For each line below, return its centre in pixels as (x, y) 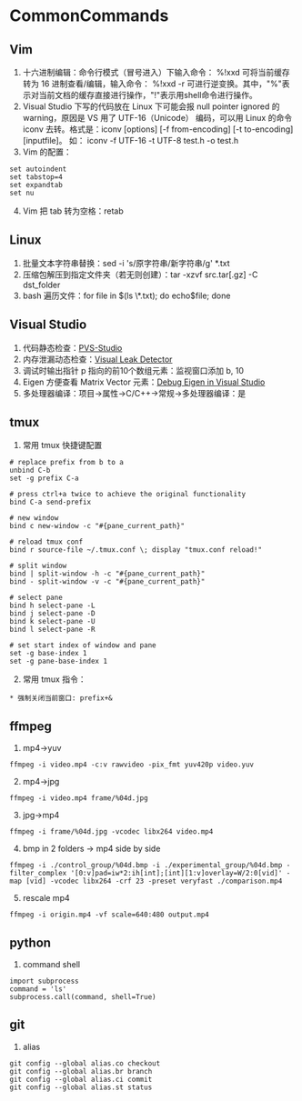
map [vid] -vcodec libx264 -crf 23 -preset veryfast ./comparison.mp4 (146, 881)
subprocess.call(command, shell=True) (83, 997)
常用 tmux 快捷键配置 (62, 445)
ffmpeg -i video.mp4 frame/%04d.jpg (79, 798)
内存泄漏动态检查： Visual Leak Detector (97, 359)
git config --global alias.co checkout (85, 1063)
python (30, 942)
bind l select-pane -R (52, 630)
